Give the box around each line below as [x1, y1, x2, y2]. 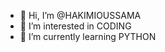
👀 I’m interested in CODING [19, 20, 132, 32]
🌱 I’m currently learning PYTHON [19, 31, 157, 42]
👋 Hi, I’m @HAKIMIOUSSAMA [19, 10, 142, 21]
